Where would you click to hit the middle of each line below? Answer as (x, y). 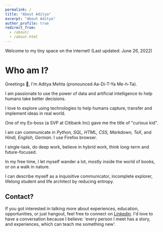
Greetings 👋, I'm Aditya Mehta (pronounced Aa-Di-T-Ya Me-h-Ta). (71, 84)
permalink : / (18, 10)
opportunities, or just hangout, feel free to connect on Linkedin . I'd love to (79, 213)
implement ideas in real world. (35, 113)
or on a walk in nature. (28, 167)
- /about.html (24, 37)
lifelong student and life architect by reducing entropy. (60, 181)
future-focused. (21, 152)
